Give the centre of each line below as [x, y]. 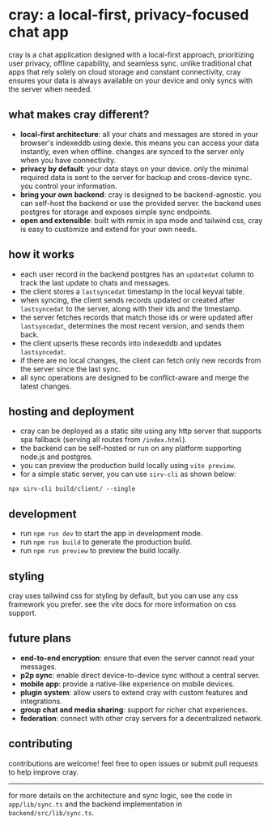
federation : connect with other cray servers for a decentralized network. [141, 718]
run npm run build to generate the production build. [106, 542]
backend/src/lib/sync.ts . [51, 812]
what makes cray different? [79, 115]
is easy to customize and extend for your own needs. [108, 229]
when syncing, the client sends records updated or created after [127, 300]
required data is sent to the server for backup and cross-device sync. [136, 177]
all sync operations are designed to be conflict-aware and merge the [134, 377]
